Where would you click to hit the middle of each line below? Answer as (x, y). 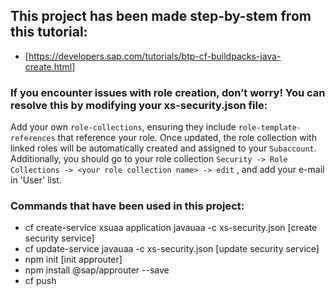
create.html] (50, 66)
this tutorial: (49, 32)
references (33, 139)
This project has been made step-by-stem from (161, 16)
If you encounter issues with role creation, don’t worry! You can (168, 92)
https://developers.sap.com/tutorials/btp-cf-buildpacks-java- (155, 56)
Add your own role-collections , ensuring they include (123, 127)
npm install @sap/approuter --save (97, 270)
